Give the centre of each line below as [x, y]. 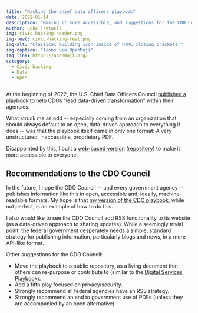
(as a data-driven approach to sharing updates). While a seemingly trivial [95, 224]
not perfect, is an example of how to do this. [60, 206]
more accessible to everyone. [42, 155]
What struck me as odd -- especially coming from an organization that [91, 118]
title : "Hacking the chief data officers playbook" [71, 12]
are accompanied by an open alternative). [65, 303]
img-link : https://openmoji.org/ [47, 56]
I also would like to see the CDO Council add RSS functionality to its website [98, 218]
